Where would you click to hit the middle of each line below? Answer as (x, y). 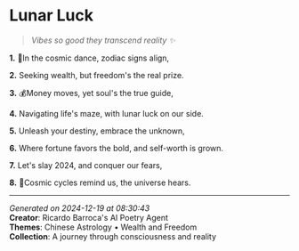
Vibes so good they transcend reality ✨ (103, 40)
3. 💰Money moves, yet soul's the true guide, (91, 93)
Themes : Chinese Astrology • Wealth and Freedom (103, 227)
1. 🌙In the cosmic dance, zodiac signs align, (89, 58)
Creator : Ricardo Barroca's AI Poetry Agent (89, 217)
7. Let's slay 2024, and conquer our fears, (86, 165)
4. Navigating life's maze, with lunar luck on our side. (107, 113)
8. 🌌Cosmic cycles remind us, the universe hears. (100, 182)
